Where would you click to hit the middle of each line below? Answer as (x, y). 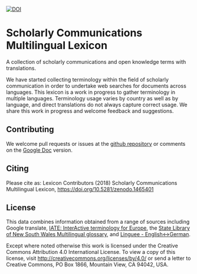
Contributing (30, 130)
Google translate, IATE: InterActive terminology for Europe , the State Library (98, 228)
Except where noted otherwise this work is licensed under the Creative (92, 246)
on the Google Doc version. (39, 150)
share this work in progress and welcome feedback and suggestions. (90, 111)
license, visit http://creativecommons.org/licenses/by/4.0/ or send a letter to (98, 258)
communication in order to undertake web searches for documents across (96, 86)
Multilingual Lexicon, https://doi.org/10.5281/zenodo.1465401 (80, 189)
